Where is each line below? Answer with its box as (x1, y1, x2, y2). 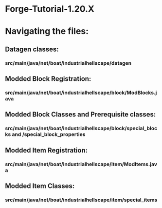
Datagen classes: (5, 45, 59, 53)
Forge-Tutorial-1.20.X (5, 3, 95, 15)
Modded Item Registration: (5, 146, 88, 154)
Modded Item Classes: (5, 182, 75, 190)
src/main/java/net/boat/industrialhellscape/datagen (5, 59, 132, 66)
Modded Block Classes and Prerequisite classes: (5, 111, 156, 119)
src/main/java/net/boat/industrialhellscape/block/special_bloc (5, 125, 158, 132)
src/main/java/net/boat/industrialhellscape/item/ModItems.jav (5, 161, 157, 168)
